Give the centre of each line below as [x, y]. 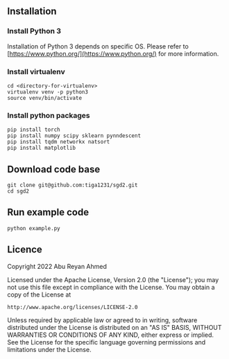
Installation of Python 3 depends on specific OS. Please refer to [98, 46]
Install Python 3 [34, 31]
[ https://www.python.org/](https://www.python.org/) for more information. [113, 53]
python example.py [34, 228]
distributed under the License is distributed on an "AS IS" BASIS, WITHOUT [114, 327]
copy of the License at [39, 295]
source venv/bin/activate [44, 98]
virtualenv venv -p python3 [48, 92]
